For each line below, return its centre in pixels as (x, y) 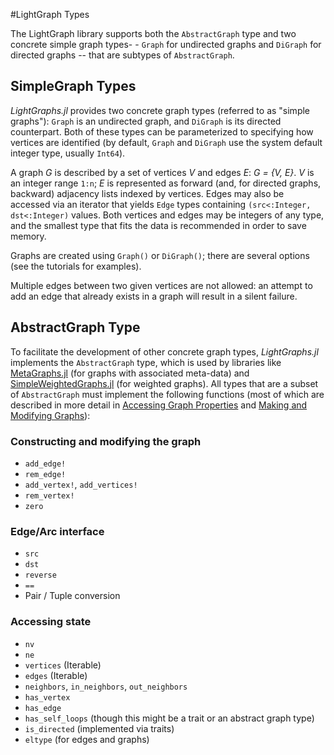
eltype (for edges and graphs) (87, 739)
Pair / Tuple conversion (72, 596)
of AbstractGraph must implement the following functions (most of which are (167, 394)
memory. (28, 236)
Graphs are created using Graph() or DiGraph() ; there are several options (160, 255)
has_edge (43, 708)
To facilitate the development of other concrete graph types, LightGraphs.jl (164, 351)
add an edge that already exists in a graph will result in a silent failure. (154, 296)
